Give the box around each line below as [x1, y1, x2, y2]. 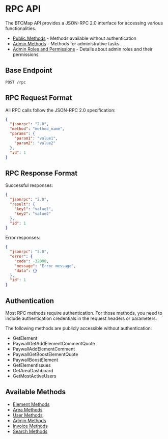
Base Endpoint [5, 66, 52, 75]
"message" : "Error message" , [14, 263, 76, 268]
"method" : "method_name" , [10, 126, 65, 131]
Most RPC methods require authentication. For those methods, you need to [5, 310, 163, 316]
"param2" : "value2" [14, 141, 56, 146]
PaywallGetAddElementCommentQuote [12, 340, 95, 346]
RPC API [5, 3, 41, 15]
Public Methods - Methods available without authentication [12, 35, 136, 41]
